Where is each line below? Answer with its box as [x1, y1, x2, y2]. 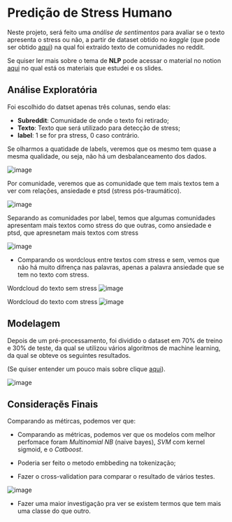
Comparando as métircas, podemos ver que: [7, 417, 136, 426]
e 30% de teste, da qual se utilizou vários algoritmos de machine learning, [7, 344, 221, 352]
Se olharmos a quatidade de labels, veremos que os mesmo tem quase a [7, 145, 217, 153]
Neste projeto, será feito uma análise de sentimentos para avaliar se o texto [7, 28, 225, 36]
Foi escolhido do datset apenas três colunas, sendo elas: [7, 103, 171, 111]
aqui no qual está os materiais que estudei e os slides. [7, 64, 164, 72]
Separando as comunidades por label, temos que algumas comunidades [7, 213, 216, 222]
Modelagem [7, 318, 61, 330]
